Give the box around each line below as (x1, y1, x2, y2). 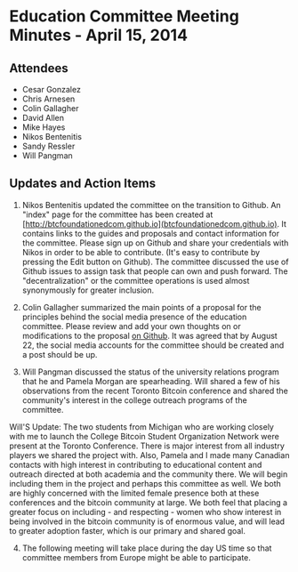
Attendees (9, 60, 68, 76)
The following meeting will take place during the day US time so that (21, 543, 272, 553)
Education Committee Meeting (9, 6, 240, 27)
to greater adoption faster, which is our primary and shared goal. (9, 525, 246, 536)
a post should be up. (21, 349, 98, 359)
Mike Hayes (21, 122, 66, 133)
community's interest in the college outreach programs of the (21, 394, 247, 406)
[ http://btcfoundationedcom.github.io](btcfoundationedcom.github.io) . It (21, 218, 287, 229)
